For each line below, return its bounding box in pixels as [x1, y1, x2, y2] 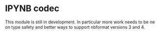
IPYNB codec [5, 3, 60, 14]
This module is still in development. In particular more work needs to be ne [5, 19, 155, 25]
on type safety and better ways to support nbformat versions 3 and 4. [5, 24, 145, 30]
